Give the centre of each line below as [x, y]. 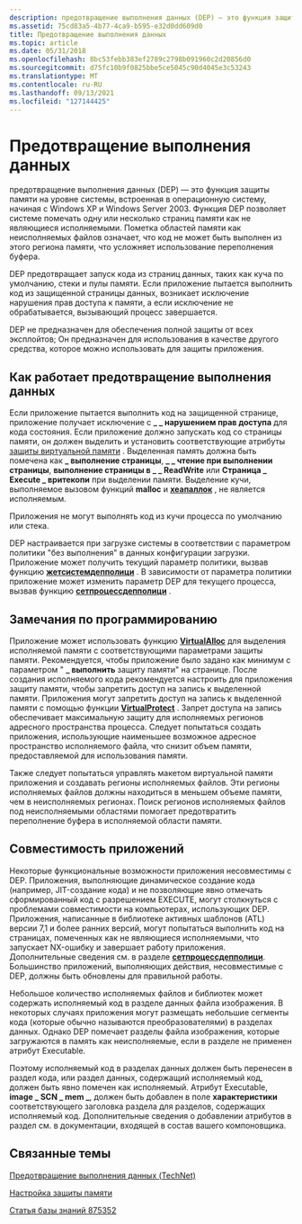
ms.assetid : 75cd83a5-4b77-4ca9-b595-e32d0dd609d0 [106, 26]
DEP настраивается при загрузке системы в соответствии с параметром [150, 543]
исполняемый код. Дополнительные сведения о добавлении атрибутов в [151, 1115]
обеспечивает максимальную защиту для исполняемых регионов [136, 717]
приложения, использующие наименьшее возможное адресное [133, 736]
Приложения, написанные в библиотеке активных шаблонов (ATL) [137, 918]
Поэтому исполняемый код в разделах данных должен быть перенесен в [151, 1068]
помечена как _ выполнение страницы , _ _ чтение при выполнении [141, 460]
